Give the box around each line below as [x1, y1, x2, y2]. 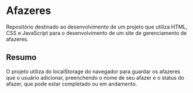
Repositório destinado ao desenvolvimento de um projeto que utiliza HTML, [6, 23, 188, 30]
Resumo [6, 52, 37, 62]
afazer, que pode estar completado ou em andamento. [6, 80, 137, 87]
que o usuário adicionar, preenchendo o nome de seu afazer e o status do [6, 74, 185, 81]
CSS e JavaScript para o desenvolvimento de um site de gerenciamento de [6, 29, 187, 36]
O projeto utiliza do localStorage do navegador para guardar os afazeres [6, 68, 181, 75]
